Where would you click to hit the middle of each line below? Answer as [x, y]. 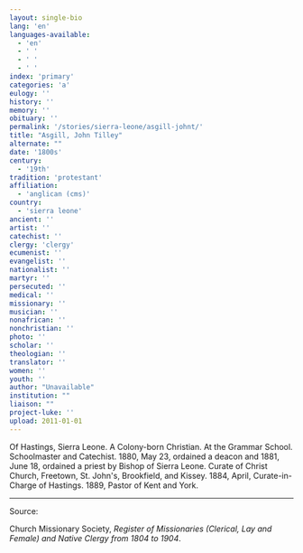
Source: [24, 511]
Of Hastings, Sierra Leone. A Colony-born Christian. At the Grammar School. [151, 446]
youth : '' [28, 379]
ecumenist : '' [36, 253]
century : [26, 160]
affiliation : [34, 186]
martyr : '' [30, 278]
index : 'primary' [42, 77]
